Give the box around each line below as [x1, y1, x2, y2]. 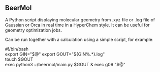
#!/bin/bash [5, 46, 29, 52]
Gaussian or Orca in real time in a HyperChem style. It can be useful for [5, 22, 150, 28]
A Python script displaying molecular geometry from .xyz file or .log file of [5, 17, 155, 22]
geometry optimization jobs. [5, 27, 62, 33]
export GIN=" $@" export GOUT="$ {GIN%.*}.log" [5, 51, 105, 57]
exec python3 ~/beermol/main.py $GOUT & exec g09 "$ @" [5, 61, 126, 67]
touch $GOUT [5, 56, 33, 62]
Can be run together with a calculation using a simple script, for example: [5, 36, 154, 42]
